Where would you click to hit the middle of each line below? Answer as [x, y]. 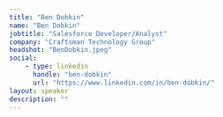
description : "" [39, 99]
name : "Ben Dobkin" [45, 26]
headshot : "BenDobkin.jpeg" [61, 50]
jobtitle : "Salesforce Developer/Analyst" [88, 33]
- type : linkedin [57, 67]
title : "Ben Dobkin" [47, 17]
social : [23, 58]
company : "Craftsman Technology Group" [82, 42]
